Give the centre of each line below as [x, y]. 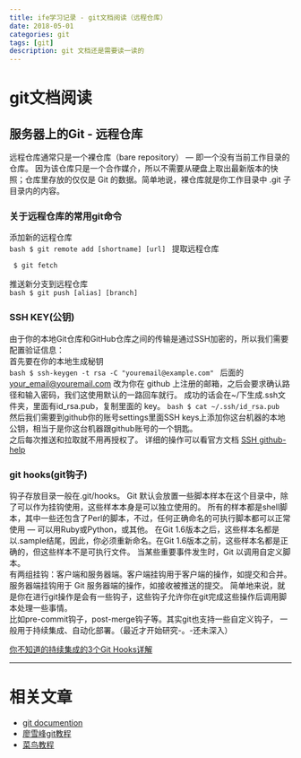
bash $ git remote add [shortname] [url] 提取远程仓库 [114, 248]
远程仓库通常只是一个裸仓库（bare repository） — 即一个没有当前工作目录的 [150, 157]
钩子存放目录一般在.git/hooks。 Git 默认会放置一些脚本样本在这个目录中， [145, 495]
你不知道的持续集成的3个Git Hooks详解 [81, 649]
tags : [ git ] [31, 43]
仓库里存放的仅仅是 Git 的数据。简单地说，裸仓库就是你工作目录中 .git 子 [158, 179]
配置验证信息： [37, 350]
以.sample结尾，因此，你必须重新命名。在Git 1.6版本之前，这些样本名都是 [145, 540]
